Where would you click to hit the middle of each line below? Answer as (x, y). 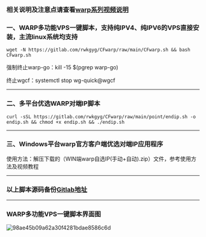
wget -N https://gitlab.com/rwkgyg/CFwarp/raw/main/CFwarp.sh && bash (98, 50)
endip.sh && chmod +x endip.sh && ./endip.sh (65, 122)
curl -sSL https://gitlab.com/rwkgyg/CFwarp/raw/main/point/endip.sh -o (101, 117)
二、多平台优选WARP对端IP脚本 (53, 103)
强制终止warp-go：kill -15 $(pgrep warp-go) (62, 67)
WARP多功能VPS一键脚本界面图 (54, 214)
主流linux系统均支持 (48, 37)
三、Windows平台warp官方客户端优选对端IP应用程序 (85, 144)
